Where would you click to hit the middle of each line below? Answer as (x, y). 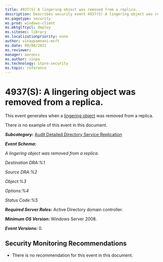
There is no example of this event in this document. (56, 125)
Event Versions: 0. (24, 228)
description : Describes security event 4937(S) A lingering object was (79, 14)
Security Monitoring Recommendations (66, 243)
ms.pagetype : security (28, 18)
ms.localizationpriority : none (37, 37)
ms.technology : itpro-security (37, 63)
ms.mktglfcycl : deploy (28, 28)
